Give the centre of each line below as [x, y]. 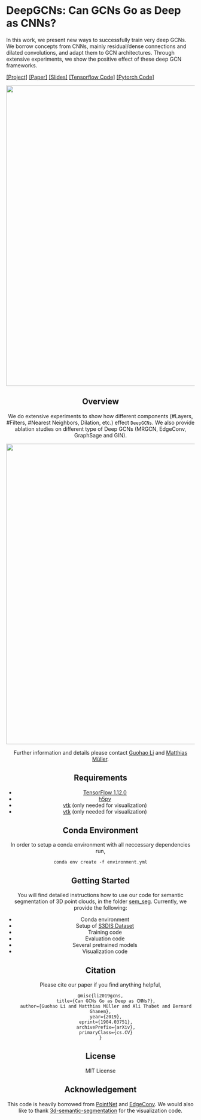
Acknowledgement [100, 1090]
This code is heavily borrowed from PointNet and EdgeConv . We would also [100, 1104]
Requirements [100, 778]
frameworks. [22, 65]
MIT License [100, 1071]
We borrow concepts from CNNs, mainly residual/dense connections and [96, 46]
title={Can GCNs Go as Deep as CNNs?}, [106, 1001]
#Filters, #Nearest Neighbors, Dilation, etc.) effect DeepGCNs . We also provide [100, 422]
